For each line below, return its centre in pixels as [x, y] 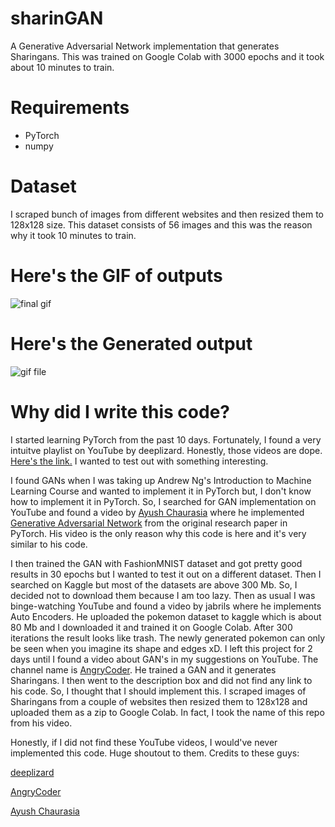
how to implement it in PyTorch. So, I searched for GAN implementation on [163, 501]
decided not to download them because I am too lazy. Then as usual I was [163, 595]
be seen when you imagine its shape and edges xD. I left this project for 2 [161, 648]
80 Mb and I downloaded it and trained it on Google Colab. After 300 [151, 627]
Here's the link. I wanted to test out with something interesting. [139, 461]
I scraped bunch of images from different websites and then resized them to [167, 214]
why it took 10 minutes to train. [73, 235]
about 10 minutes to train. [62, 67]
